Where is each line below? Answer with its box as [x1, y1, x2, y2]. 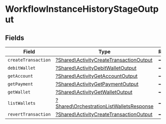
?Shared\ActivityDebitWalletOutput [55, 65, 137, 71]
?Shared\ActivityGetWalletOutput [55, 89, 132, 95]
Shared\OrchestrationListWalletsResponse [55, 103, 154, 110]
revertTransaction [7, 112, 51, 117]
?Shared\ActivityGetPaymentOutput [55, 81, 139, 87]
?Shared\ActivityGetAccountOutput [55, 73, 138, 80]
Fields [5, 34, 25, 42]
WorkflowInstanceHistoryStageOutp [5, 3, 159, 15]
